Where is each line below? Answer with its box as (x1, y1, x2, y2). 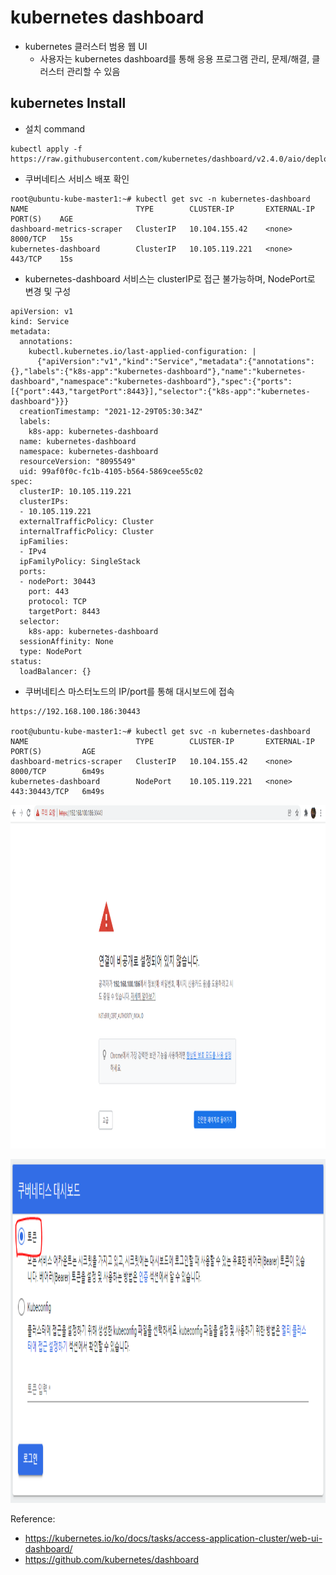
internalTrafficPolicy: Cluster (19, 526, 155, 536)
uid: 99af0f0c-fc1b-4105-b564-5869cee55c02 (19, 466, 203, 476)
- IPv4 (19, 546, 47, 556)
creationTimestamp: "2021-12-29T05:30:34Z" (19, 406, 203, 416)
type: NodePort (19, 646, 83, 656)
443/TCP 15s (10, 254, 74, 264)
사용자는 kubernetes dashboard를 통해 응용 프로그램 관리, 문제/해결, (39, 52, 310, 65)
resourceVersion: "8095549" (19, 456, 137, 466)
